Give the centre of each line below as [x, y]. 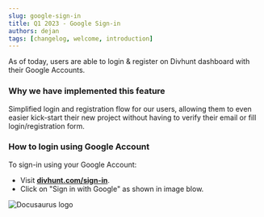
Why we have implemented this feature [87, 91]
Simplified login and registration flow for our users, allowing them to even [130, 108]
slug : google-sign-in [45, 16]
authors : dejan [34, 31]
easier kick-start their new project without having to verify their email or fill [132, 117]
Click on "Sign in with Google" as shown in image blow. [112, 189]
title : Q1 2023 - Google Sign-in [65, 23]
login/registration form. [46, 126]
